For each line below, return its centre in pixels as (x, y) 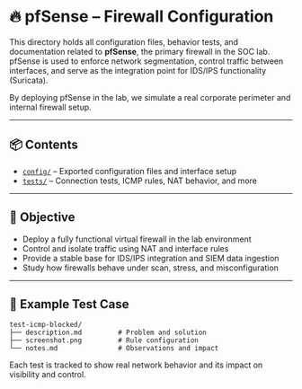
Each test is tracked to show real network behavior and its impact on (136, 365)
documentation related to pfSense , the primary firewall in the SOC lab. (140, 51)
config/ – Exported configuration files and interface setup (129, 171)
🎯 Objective (42, 217)
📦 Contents (44, 145)
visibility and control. (48, 375)
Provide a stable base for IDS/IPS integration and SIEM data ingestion (151, 258)
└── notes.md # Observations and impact (114, 349)
